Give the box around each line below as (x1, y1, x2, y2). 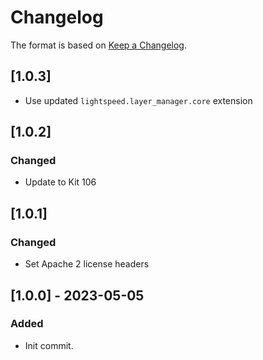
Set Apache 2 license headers (24, 258, 150, 270)
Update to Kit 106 (24, 176, 97, 188)
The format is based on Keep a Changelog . (10, 39, 187, 51)
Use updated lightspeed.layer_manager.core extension (24, 94, 253, 106)
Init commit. (24, 339, 74, 351)
